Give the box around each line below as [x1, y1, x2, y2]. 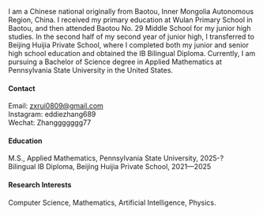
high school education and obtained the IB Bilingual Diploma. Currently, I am [8, 49, 256, 58]
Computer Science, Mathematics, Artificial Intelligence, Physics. [8, 198, 216, 207]
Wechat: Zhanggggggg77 [8, 118, 92, 127]
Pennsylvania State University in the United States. [8, 66, 174, 74]
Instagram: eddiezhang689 [8, 110, 96, 119]
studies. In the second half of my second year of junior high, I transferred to [8, 32, 255, 41]
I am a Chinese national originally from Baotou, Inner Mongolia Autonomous [8, 7, 254, 16]
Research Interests [8, 180, 72, 189]
